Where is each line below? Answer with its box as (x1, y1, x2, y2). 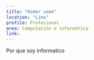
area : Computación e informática (6, 25, 89, 31)
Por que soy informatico (6, 47, 65, 54)
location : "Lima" (6, 14, 49, 20)
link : (6, 31, 20, 37)
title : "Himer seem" (6, 8, 57, 15)
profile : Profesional (6, 20, 60, 26)
